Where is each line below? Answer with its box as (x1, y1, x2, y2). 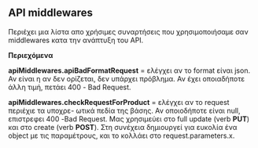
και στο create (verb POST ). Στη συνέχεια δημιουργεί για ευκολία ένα (8, 122, 238, 132)
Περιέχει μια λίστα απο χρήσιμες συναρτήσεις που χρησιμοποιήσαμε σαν (8, 27, 249, 36)
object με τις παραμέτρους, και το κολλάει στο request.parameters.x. (8, 131, 235, 140)
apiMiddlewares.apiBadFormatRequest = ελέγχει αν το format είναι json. (8, 66, 250, 75)
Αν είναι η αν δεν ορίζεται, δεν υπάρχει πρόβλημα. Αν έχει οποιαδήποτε (8, 74, 245, 83)
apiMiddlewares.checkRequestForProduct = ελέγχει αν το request (8, 97, 230, 106)
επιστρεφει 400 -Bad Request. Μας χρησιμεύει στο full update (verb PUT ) (8, 114, 250, 124)
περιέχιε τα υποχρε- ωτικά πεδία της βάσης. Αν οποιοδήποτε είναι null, (8, 106, 241, 115)
